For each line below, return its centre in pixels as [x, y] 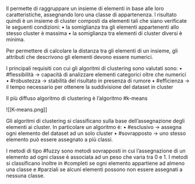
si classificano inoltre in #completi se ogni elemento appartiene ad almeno [95, 163]
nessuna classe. [25, 176]
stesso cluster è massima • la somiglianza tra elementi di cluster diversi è [94, 33]
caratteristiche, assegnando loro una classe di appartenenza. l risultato [91, 15]
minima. [15, 39]
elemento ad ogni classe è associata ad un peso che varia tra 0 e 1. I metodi [97, 157]
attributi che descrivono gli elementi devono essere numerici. [80, 57]
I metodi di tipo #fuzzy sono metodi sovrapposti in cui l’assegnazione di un [96, 151]
